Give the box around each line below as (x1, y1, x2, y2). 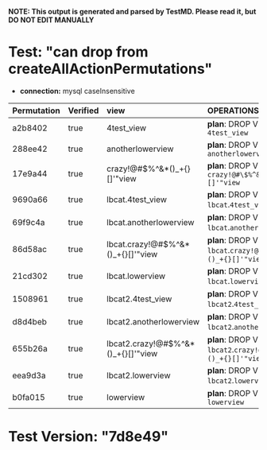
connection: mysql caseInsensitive (19, 86, 135, 95)
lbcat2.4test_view (106, 293, 172, 305)
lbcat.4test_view (106, 194, 168, 205)
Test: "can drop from (8, 43, 149, 61)
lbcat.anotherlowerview (106, 216, 195, 227)
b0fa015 (12, 391, 45, 402)
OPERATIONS (207, 105, 260, 116)
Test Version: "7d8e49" (8, 428, 169, 446)
